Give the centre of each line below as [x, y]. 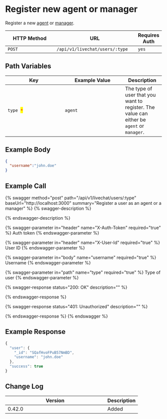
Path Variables [28, 66]
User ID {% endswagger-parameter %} [45, 248]
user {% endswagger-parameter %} [42, 278]
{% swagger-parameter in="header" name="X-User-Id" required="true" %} [83, 243]
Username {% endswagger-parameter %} [48, 263]
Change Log [24, 386]
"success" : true [26, 366]
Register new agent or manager [71, 9]
